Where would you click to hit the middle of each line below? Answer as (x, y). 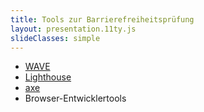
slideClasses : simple (55, 38)
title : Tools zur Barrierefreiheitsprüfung (102, 19)
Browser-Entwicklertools (75, 98)
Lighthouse (48, 77)
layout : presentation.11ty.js (73, 29)
